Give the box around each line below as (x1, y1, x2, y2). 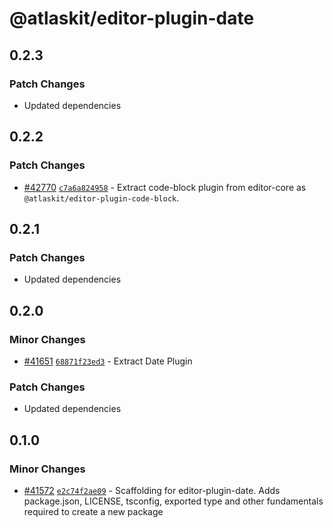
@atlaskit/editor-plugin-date (9, 7, 255, 30)
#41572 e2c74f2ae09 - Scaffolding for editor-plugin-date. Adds (23, 484, 281, 496)
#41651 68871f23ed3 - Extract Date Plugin (23, 355, 193, 367)
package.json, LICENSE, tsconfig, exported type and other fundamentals (23, 495, 324, 507)
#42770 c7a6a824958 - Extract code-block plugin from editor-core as (23, 181, 307, 193)
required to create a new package (23, 505, 164, 517)
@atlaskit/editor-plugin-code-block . (23, 192, 180, 204)
